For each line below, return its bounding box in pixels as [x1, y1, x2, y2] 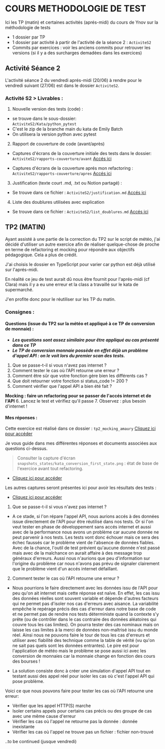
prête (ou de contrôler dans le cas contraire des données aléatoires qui [12, 616, 157, 622]
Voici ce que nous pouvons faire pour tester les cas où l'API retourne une [5, 688, 154, 694]
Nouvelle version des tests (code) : [12, 106, 83, 112]
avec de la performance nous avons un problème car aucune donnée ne [12, 529, 159, 535]
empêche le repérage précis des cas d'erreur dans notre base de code [12, 606, 156, 612]
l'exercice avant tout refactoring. [17, 466, 84, 472]
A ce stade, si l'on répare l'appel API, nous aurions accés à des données [12, 514, 159, 520]
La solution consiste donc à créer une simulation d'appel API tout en [12, 668, 151, 674]
